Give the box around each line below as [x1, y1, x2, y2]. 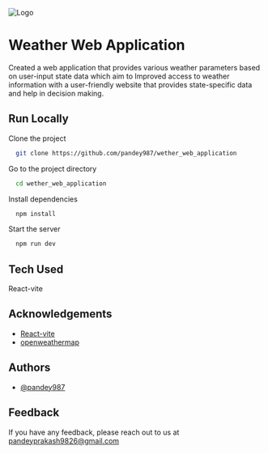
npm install [15, 210, 57, 218]
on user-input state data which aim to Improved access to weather [8, 71, 230, 81]
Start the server [8, 224, 61, 234]
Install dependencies [8, 194, 79, 204]
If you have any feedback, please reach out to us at [8, 427, 180, 437]
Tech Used [8, 262, 64, 276]
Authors [8, 361, 51, 375]
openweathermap [19, 337, 79, 347]
